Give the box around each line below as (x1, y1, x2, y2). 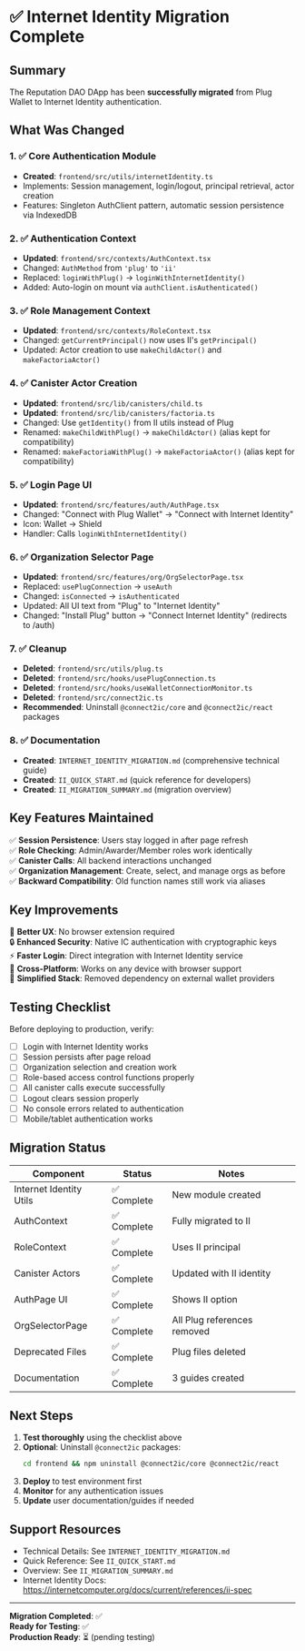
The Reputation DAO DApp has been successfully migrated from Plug (9, 86, 272, 97)
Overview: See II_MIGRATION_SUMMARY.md (22, 1565, 174, 1576)
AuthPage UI (14, 1292, 68, 1305)
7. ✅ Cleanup (9, 643, 67, 655)
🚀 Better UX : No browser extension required (9, 927, 175, 937)
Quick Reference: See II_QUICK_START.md (22, 1555, 176, 1566)
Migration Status (9, 1140, 106, 1156)
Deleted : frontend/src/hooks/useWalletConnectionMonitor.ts (22, 683, 253, 694)
